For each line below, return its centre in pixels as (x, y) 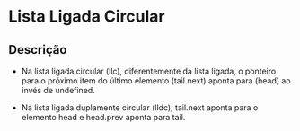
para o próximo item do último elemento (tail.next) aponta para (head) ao (156, 81)
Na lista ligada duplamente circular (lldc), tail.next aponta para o (140, 108)
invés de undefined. (58, 90)
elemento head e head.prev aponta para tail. (103, 117)
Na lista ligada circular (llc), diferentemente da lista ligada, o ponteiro (149, 71)
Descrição (38, 50)
